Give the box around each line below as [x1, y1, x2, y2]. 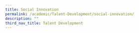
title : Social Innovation [5, 7, 59, 12]
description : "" [5, 16, 39, 21]
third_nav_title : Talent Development [5, 20, 83, 26]
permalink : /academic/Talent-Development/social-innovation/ [5, 12, 135, 16]
